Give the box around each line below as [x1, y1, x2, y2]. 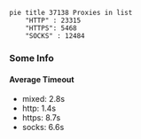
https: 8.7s [21, 112, 61, 123]
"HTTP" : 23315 [25, 16, 82, 25]
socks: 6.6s [21, 122, 65, 133]
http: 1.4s [21, 103, 56, 114]
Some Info [9, 51, 55, 64]
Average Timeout [9, 73, 74, 84]
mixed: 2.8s [21, 94, 65, 104]
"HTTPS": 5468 [25, 24, 77, 33]
